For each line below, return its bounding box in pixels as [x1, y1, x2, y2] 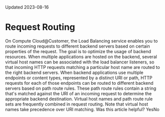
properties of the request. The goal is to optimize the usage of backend [5, 48, 152, 54]
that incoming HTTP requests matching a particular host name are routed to [5, 64, 160, 70]
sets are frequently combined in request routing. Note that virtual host [5, 101, 148, 107]
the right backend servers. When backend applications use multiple [5, 69, 144, 75]
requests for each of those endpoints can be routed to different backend [5, 80, 154, 86]
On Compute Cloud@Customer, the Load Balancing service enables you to [5, 38, 158, 44]
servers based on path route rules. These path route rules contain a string [5, 85, 157, 91]
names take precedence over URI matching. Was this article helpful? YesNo [5, 106, 160, 112]
